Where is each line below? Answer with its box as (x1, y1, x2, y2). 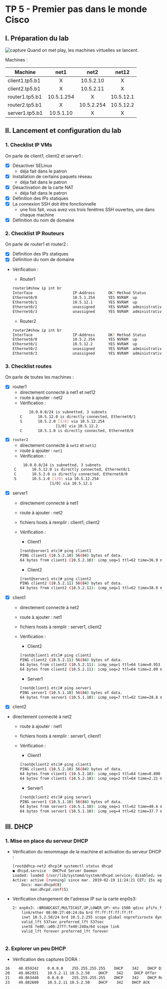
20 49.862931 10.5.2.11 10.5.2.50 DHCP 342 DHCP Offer (5, 971, 157, 976)
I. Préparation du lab (5, 34, 69, 42)
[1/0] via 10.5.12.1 (49, 481, 92, 486)
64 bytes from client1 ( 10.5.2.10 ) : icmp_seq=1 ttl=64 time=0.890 (19, 771, 161, 776)
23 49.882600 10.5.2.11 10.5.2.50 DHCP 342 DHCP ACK (5, 980, 150, 985)
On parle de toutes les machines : (5, 374, 74, 380)
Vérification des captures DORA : (12, 956, 81, 962)
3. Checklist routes (5, 363, 52, 370)
